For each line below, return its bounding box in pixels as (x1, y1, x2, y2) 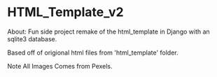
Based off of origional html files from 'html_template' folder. (7, 48, 178, 57)
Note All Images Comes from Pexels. (7, 62, 113, 70)
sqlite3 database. (7, 34, 57, 43)
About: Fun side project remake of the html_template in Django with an (7, 27, 210, 36)
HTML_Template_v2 (7, 4, 124, 20)
